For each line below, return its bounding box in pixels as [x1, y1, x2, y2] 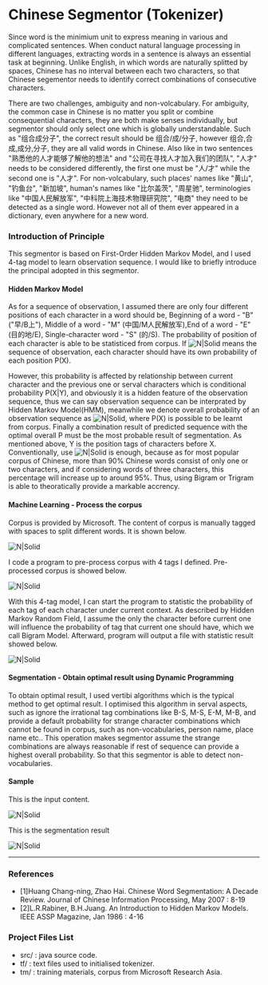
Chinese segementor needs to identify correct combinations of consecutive [8, 74, 257, 84]
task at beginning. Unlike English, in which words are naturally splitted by [8, 58, 248, 67]
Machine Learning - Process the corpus [8, 500, 142, 510]
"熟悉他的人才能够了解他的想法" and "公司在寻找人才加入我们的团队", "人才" [8, 153, 258, 163]
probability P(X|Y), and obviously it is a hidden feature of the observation [8, 388, 249, 398]
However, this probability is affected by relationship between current [8, 371, 234, 381]
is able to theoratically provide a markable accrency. [8, 482, 180, 491]
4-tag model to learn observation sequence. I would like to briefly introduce [8, 257, 257, 267]
